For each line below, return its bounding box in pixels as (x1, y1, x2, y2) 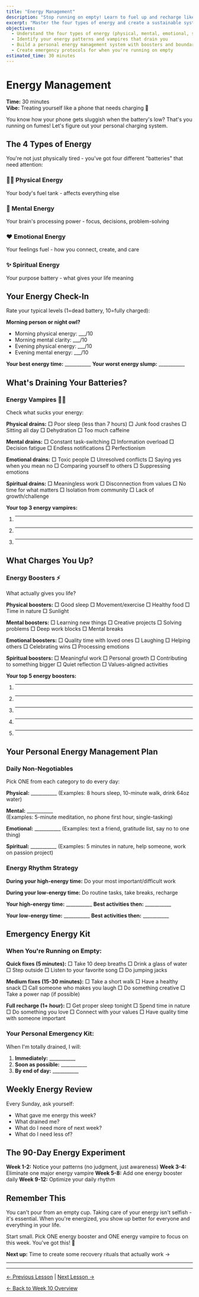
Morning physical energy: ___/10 (14, 330, 94, 337)
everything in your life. (6, 1222, 61, 1229)
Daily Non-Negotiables (6, 765, 73, 773)
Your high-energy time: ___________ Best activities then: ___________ (6, 900, 172, 908)
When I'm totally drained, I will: (6, 1043, 82, 1050)
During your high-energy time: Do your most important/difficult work (6, 877, 176, 884)
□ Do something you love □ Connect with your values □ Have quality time (6, 1008, 188, 1015)
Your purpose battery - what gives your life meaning (6, 274, 134, 282)
